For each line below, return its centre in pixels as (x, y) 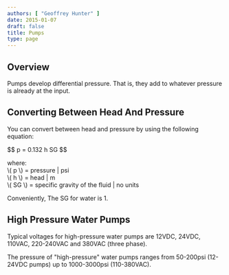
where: (17, 163)
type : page (23, 39)
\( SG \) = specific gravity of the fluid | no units (73, 185)
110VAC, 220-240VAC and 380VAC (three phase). (77, 243)
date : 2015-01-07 (32, 20)
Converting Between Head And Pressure (96, 112)
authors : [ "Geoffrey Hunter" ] (53, 13)
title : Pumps (26, 33)
